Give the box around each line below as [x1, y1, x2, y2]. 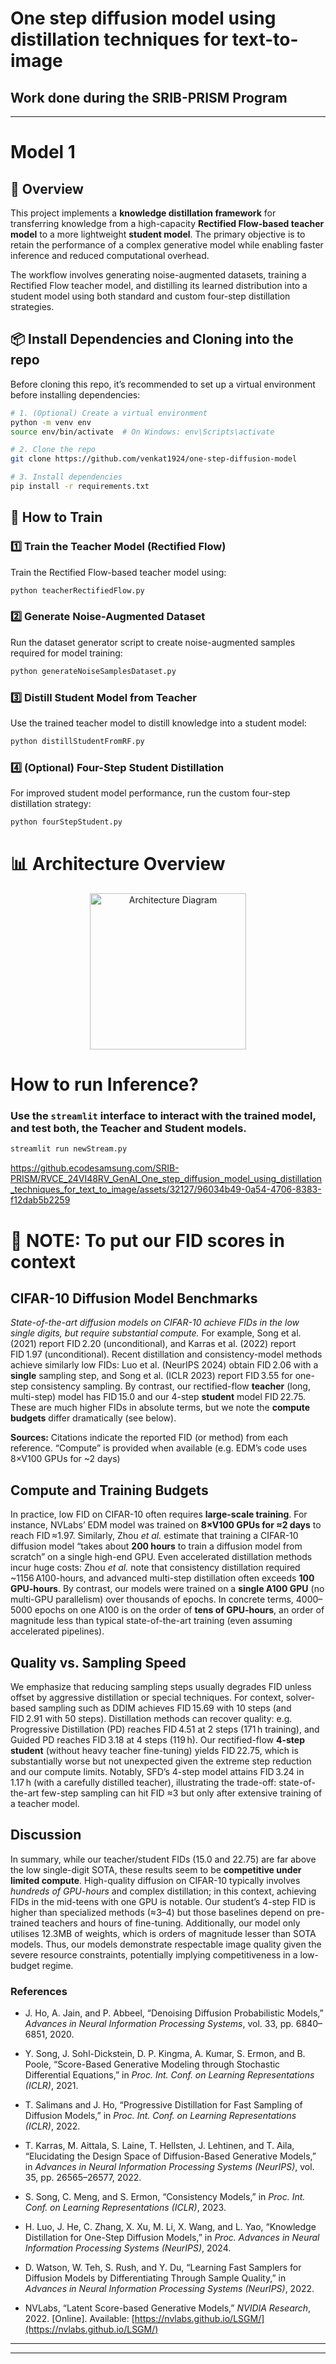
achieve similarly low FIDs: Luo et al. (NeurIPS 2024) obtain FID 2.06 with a [10, 1359, 319, 1371]
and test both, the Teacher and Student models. [10, 1122, 247, 1136]
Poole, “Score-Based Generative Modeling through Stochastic [24, 2058, 281, 2071]
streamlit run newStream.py [10, 1144, 128, 1154]
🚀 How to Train [10, 509, 103, 526]
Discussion [10, 1827, 82, 1844]
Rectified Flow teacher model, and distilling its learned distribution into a [10, 280, 308, 291]
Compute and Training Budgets [10, 1482, 209, 1499]
